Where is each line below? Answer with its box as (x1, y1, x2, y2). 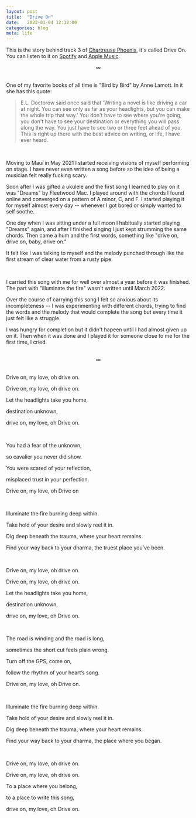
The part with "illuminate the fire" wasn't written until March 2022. (6, 285, 166, 292)
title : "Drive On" (6, 14, 54, 20)
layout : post (6, 8, 38, 15)
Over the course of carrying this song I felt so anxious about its (6, 296, 159, 303)
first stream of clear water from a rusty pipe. (6, 256, 113, 263)
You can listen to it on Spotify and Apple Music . (6, 53, 121, 60)
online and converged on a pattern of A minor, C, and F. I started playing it (6, 196, 185, 203)
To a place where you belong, (6, 783, 78, 790)
